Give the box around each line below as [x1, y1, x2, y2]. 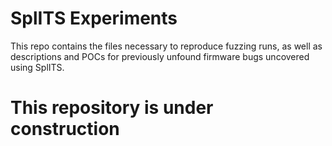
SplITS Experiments [10, 7, 178, 30]
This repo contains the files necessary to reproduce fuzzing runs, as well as [10, 40, 323, 52]
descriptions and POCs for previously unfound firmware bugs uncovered [10, 50, 310, 62]
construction [10, 118, 120, 141]
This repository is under [10, 97, 214, 119]
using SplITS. [10, 61, 65, 73]
